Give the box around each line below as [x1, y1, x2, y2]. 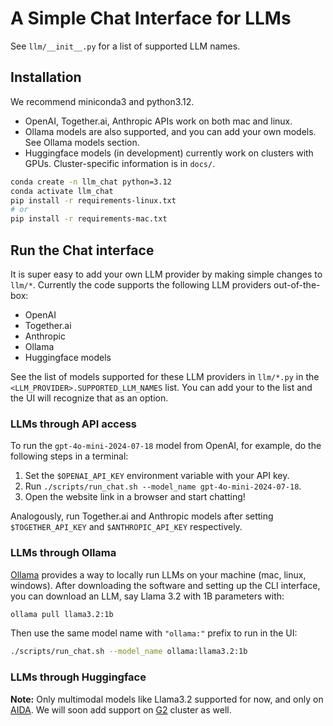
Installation [10, 69, 82, 86]
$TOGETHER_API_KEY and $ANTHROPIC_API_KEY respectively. [10, 521, 243, 533]
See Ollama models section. [24, 136, 140, 148]
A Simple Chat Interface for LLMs [10, 7, 292, 30]
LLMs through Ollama [10, 546, 117, 560]
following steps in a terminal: [10, 450, 129, 462]
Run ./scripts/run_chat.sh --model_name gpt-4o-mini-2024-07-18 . [24, 480, 302, 492]
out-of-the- [273, 278, 321, 291]
